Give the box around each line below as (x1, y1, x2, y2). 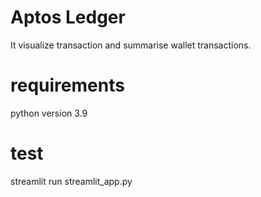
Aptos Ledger (10, 6, 126, 29)
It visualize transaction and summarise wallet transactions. (10, 39, 252, 51)
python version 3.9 (10, 107, 88, 119)
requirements (10, 74, 125, 97)
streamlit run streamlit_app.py (10, 175, 133, 187)
